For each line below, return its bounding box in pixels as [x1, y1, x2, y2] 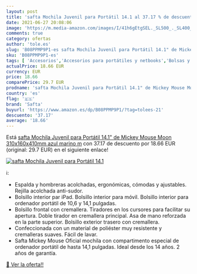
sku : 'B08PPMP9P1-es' [6, 52, 59, 58]
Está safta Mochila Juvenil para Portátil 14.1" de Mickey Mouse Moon [6, 134, 172, 141]
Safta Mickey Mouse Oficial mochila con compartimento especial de [14, 237, 179, 244]
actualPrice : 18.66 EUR [6, 63, 64, 69]
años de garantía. [14, 250, 57, 257]
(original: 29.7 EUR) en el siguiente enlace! [6, 146, 108, 153]
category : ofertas [6, 36, 51, 42]
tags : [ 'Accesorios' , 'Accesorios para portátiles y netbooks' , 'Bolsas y [6, 57, 191, 63]
